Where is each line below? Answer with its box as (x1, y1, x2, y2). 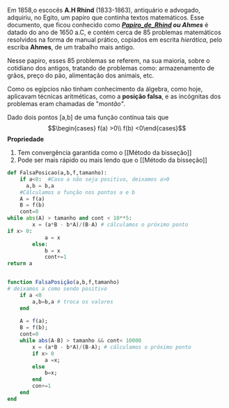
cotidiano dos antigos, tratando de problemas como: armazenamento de (7, 64, 214, 72)
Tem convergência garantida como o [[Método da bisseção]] (17, 149, 192, 156)
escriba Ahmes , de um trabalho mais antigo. (7, 43, 135, 51)
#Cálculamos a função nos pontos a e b (19, 188, 136, 196)
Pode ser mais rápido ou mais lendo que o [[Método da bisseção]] (17, 156, 207, 164)
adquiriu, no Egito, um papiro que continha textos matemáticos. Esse (7, 13, 205, 22)
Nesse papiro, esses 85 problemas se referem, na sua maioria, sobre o (7, 56, 210, 65)
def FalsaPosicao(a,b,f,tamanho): (7, 169, 108, 176)
